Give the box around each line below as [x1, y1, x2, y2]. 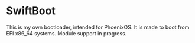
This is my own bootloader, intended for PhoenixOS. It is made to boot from [6, 24, 190, 31]
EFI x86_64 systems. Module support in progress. [6, 29, 127, 37]
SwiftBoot [6, 4, 56, 18]
